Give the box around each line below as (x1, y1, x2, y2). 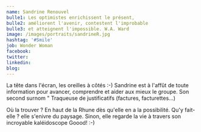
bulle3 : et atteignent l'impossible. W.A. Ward (6, 25, 130, 32)
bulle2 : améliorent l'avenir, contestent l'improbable (6, 20, 149, 26)
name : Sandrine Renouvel (6, 8, 69, 15)
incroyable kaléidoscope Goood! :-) (6, 119, 96, 127)
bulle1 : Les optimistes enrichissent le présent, (6, 15, 135, 21)
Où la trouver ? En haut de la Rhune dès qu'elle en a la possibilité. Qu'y (6, 107, 184, 114)
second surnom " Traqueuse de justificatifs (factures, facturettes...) (6, 94, 175, 102)
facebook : (6, 48, 32, 54)
